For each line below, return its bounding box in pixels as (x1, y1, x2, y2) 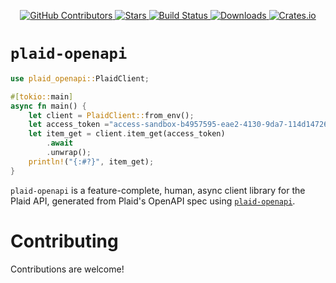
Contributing (10, 230, 119, 252)
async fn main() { (10, 101, 87, 111)
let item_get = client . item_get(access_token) (28, 129, 226, 139)
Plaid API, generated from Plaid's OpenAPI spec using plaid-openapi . (10, 195, 296, 207)
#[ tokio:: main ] (10, 91, 74, 102)
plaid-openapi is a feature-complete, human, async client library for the (10, 184, 306, 196)
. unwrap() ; (46, 148, 92, 158)
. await (46, 138, 74, 149)
